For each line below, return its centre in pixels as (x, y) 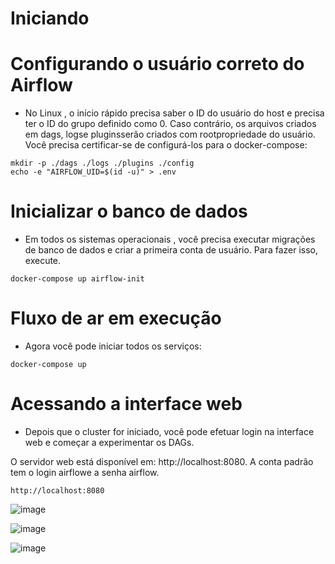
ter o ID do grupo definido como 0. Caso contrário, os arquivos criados (170, 124)
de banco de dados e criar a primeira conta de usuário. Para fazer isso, (171, 250)
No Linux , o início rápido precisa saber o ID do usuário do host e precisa (174, 113)
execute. (43, 261)
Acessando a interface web (126, 404)
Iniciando (50, 18)
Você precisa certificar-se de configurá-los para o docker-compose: (166, 145)
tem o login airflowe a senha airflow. (85, 472)
